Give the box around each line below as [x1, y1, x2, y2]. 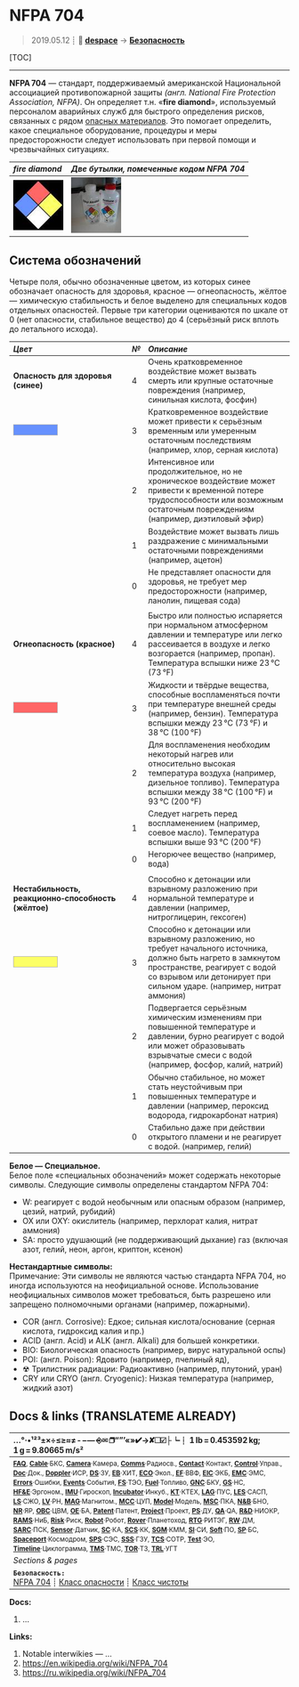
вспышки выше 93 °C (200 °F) [148, 837, 263, 847]
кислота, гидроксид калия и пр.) [21, 1326, 145, 1336]
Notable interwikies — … [21, 1648, 113, 1659]
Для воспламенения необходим [148, 739, 271, 750]
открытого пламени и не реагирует [148, 1131, 282, 1142]
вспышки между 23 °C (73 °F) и [148, 718, 269, 728]
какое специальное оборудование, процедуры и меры [9, 125, 218, 135]
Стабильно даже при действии [148, 1122, 265, 1132]
